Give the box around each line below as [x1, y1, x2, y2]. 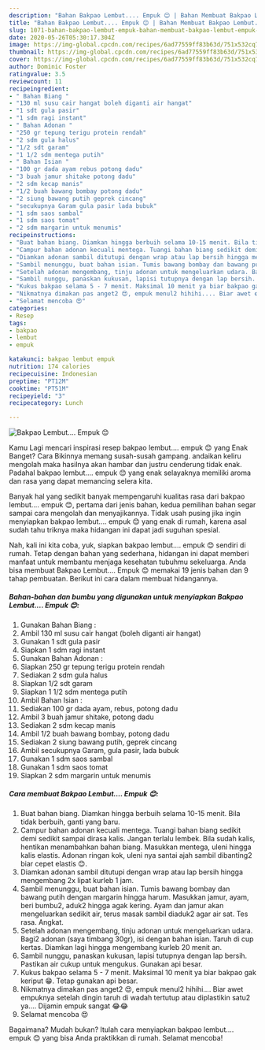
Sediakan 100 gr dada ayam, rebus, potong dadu [20, 704, 179, 714]
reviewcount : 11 [9, 77, 62, 85]
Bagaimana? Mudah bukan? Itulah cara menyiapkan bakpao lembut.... [9, 1025, 234, 1034]
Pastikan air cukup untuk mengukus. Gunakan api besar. [20, 959, 203, 969]
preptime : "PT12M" [9, 377, 69, 385]
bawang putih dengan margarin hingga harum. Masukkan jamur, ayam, [20, 892, 250, 902]
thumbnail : [9, 48, 45, 56]
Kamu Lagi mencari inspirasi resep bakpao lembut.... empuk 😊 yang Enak [9, 443, 248, 453]
